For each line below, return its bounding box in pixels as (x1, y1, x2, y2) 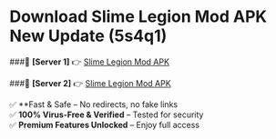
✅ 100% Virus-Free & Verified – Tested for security (9, 109, 204, 120)
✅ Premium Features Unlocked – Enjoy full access (9, 119, 200, 130)
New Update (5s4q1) (9, 25, 168, 46)
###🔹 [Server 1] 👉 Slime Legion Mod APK (9, 56, 170, 67)
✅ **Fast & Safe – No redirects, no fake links (9, 98, 179, 110)
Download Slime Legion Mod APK (9, 6, 267, 27)
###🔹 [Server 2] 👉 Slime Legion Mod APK (9, 77, 171, 88)
